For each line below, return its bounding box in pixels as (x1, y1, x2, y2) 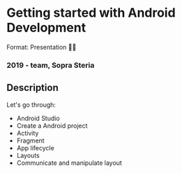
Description (6, 82, 59, 94)
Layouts (16, 151, 40, 159)
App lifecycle (16, 143, 55, 152)
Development (6, 20, 86, 36)
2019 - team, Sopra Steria (6, 60, 95, 70)
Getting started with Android (6, 5, 176, 21)
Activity (16, 129, 39, 137)
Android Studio (16, 114, 60, 122)
